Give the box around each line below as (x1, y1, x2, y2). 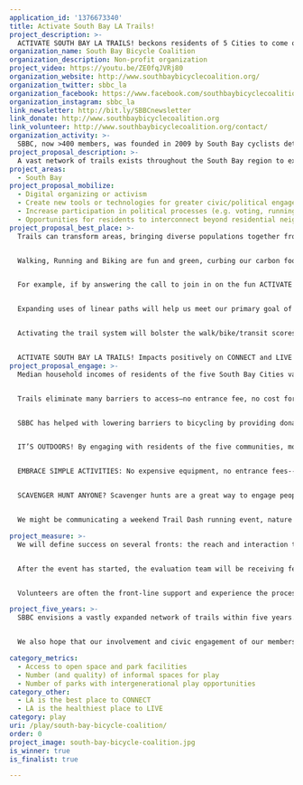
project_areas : (9, 165, 67, 174)
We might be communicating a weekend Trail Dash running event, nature (17, 515, 293, 525)
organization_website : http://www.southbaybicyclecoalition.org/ (9, 72, 260, 81)
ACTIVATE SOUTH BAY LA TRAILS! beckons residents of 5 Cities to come (17, 38, 289, 48)
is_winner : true (9, 746, 70, 755)
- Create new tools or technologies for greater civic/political (17, 198, 269, 208)
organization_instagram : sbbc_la (9, 97, 135, 107)
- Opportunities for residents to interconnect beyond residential (17, 214, 277, 224)
